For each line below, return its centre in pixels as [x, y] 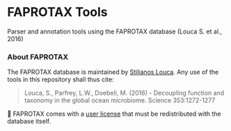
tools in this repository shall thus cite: [61, 79]
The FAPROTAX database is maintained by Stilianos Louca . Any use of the [113, 72]
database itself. [29, 121]
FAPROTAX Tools [57, 12]
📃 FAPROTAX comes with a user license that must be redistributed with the [114, 114]
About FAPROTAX [38, 56]
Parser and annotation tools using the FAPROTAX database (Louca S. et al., [115, 31]
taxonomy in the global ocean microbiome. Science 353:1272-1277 [120, 100]
